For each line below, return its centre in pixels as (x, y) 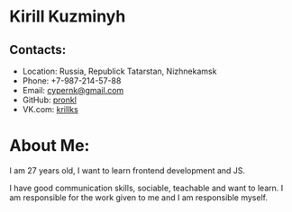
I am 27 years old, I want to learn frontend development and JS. (128, 170)
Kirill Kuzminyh (68, 17)
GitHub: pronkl (49, 100)
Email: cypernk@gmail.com (73, 90)
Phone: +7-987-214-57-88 (72, 81)
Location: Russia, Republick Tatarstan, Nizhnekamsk (119, 71)
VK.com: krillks (50, 109)
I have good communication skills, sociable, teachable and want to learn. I (146, 188)
